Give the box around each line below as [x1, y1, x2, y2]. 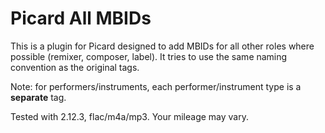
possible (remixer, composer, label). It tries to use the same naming [10, 50, 288, 62]
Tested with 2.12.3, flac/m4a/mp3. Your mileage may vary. [10, 110, 250, 122]
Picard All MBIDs [10, 7, 152, 30]
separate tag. [10, 91, 67, 103]
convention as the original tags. [10, 61, 140, 73]
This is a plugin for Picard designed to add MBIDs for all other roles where [10, 40, 315, 52]
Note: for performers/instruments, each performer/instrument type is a [10, 80, 302, 92]
